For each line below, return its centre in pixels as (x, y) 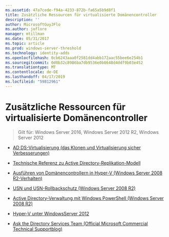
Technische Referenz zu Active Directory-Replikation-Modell (77, 163)
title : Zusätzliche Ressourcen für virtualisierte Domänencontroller (81, 15)
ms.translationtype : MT (31, 67)
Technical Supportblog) (38, 229)
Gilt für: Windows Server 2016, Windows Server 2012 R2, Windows (88, 132)
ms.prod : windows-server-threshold (43, 48)
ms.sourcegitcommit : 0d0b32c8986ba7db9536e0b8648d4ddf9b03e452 (74, 63)
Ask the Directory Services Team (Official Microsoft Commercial (80, 223)
